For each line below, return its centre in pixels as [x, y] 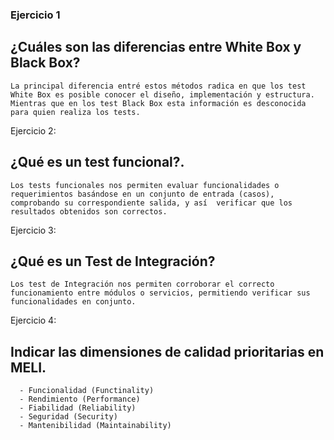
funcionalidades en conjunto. [73, 302]
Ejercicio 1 [35, 15]
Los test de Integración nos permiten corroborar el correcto [142, 284]
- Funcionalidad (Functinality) [87, 391]
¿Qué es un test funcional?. [97, 162]
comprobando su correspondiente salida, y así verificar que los [151, 203]
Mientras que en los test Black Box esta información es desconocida [158, 103]
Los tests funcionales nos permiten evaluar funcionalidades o [145, 185]
